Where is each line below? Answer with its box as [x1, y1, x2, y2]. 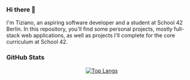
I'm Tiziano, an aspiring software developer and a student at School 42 [6, 19, 183, 26]
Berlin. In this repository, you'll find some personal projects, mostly [6, 25, 173, 32]
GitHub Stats [6, 54, 45, 62]
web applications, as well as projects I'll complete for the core [21, 32, 175, 39]
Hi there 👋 [6, 5, 36, 14]
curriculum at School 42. [6, 38, 68, 46]
